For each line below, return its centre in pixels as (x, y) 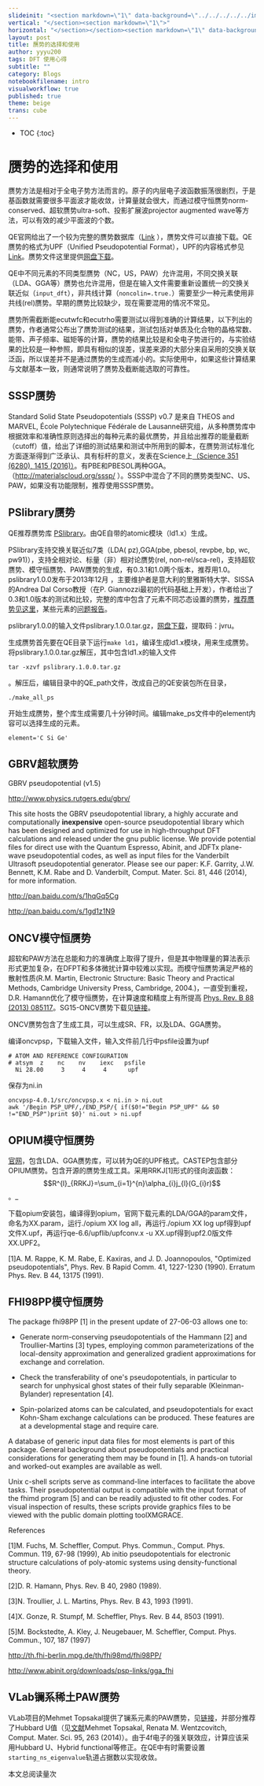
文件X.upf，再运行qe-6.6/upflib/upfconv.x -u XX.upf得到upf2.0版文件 (121, 1233)
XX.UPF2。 (26, 1243)
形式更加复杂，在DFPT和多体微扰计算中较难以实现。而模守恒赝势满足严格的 (131, 969)
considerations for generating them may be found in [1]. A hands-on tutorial (130, 1458)
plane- (232, 847)
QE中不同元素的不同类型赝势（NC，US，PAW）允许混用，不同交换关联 (123, 273)
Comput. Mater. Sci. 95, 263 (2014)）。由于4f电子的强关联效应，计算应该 (125, 1737)
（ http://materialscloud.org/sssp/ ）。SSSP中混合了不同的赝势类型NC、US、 (131, 475)
